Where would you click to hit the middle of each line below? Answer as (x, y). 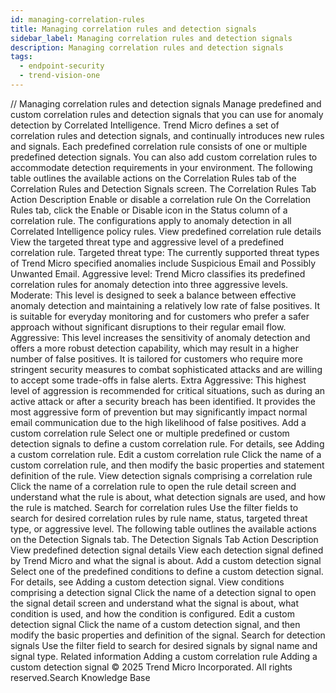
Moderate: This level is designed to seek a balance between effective (153, 295)
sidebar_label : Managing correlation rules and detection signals (151, 38)
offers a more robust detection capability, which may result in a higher (155, 348)
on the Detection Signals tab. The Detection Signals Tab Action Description (164, 539)
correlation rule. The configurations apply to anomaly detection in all (151, 220)
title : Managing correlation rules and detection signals (133, 29)
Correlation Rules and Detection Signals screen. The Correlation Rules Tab (163, 188)
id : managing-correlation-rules (77, 19)
